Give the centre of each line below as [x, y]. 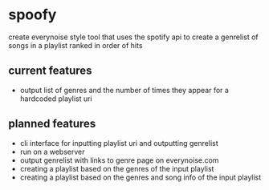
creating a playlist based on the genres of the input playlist [117, 168]
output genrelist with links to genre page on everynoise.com [119, 160]
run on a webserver [52, 152]
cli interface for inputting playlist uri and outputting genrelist [119, 143]
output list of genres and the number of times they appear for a [124, 90]
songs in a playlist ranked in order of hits [75, 45]
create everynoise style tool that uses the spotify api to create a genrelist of [133, 37]
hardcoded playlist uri [56, 99]
